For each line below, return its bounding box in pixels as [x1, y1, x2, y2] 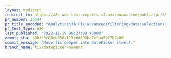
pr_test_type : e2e [5, 26, 44, 31]
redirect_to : [5, 12, 33, 17]
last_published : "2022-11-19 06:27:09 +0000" [5, 31, 103, 36]
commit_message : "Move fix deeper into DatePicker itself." [5, 40, 136, 45]
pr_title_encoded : [5, 21, 44, 27]
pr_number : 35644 [5, 17, 42, 22]
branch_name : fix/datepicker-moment [5, 45, 83, 50]
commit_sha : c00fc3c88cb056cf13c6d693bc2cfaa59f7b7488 [5, 36, 124, 41]
